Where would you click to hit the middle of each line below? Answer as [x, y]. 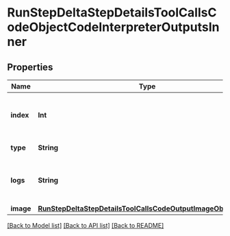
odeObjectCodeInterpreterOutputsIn [113, 27]
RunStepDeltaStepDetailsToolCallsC [112, 13]
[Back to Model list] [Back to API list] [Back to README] [86, 225]
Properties [30, 67]
